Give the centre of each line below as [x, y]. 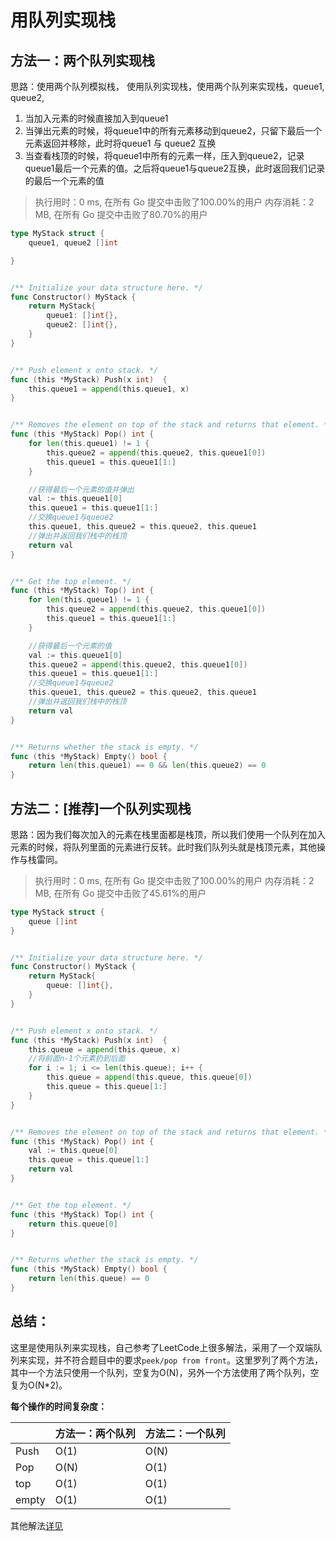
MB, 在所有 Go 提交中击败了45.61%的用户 [120, 893]
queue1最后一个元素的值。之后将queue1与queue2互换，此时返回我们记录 [175, 168]
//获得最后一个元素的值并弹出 [81, 489]
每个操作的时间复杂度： [58, 1406]
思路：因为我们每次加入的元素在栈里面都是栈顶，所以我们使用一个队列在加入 [168, 834]
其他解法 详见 [36, 1525]
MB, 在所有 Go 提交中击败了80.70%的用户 [121, 214]
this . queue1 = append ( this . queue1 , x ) [109, 389]
